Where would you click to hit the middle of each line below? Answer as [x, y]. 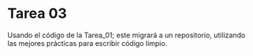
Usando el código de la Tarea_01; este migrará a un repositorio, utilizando [126, 35]
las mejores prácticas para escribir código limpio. [87, 43]
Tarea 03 [37, 14]
